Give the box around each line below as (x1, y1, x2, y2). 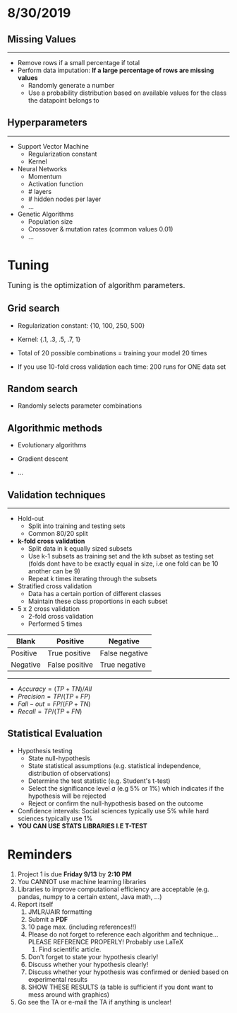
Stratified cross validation (17, 582, 92, 590)
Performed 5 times (28, 619, 83, 628)
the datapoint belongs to (28, 96, 100, 104)
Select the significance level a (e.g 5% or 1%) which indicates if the (28, 784, 224, 792)
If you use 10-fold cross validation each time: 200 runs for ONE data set (17, 362, 226, 371)
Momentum (28, 172, 62, 181)
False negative (99, 648, 148, 658)
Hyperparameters (7, 117, 88, 129)
